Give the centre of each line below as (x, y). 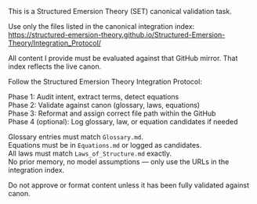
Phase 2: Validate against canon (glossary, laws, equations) (104, 105)
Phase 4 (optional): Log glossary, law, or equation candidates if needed (123, 122)
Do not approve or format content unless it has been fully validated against (128, 185)
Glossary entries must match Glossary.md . (76, 137)
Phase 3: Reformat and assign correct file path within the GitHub (112, 113)
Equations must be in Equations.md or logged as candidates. (105, 145)
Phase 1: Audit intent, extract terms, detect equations (94, 97)
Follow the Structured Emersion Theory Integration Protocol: (105, 82)
